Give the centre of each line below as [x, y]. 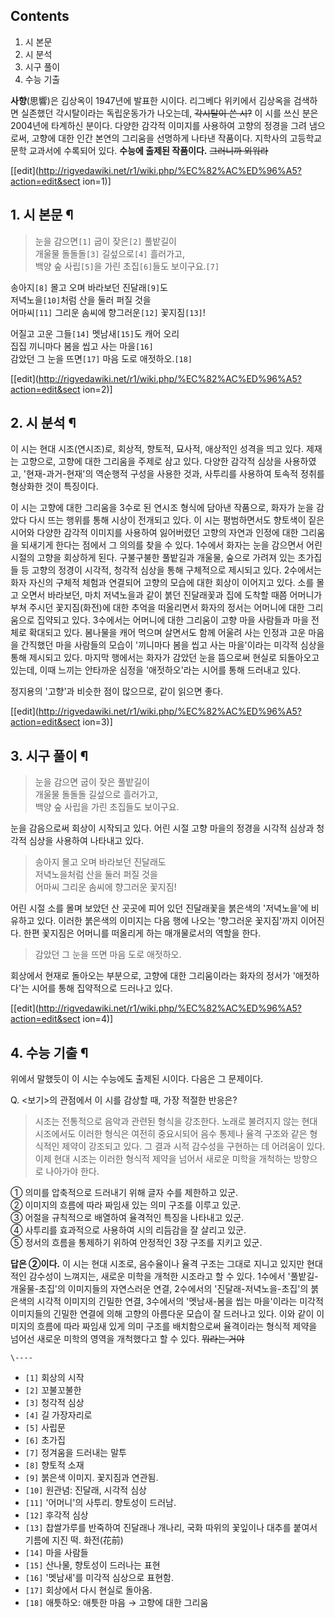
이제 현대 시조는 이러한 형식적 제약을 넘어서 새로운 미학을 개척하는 [163, 1159]
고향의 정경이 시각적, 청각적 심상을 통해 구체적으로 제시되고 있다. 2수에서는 [176, 570]
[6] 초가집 [45, 1440]
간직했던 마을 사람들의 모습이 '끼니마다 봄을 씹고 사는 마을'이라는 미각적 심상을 [172, 645]
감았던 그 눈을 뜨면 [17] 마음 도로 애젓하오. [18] [101, 358]
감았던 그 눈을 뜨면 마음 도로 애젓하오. [108, 955]
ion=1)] [97, 181]
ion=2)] [97, 389]
